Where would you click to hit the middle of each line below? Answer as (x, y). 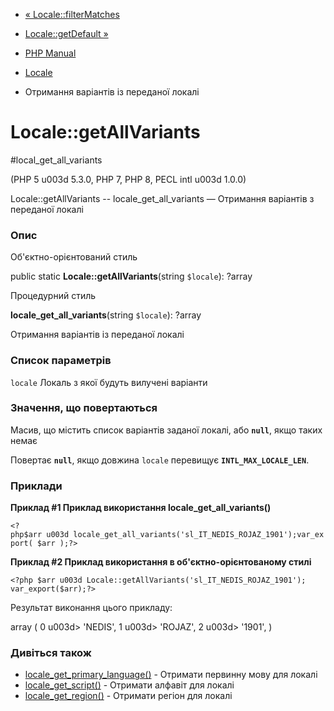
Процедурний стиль (53, 296)
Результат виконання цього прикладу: (91, 608)
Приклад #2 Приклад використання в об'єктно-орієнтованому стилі (161, 562)
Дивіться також (51, 653)
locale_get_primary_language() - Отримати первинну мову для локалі (171, 675)
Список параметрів (61, 361)
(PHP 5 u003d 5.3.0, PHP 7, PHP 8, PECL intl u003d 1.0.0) (128, 179)
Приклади (36, 486)
